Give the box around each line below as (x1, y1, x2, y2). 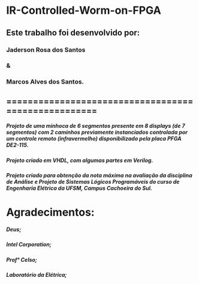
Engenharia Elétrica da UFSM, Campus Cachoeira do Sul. (6, 184, 153, 192)
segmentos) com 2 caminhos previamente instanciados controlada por (6, 128, 188, 136)
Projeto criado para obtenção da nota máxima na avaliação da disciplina (6, 172, 193, 179)
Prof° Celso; (6, 256, 38, 263)
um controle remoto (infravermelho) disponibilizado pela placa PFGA (6, 135, 182, 142)
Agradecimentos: (6, 205, 95, 219)
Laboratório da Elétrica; (6, 271, 67, 278)
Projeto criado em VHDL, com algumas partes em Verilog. (6, 157, 153, 164)
